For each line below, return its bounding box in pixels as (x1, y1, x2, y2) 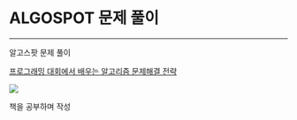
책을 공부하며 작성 (9, 101, 71, 111)
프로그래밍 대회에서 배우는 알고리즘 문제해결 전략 (9, 65, 178, 76)
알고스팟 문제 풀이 (9, 47, 71, 57)
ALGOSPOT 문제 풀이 (9, 8, 159, 28)
